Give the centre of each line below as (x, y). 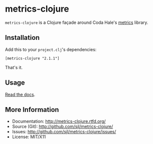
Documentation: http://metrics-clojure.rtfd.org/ (59, 121)
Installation (22, 38)
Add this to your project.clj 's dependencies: (51, 49)
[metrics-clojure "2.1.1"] (32, 58)
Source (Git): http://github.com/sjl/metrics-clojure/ (62, 126)
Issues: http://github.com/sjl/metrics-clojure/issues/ (64, 132)
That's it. (14, 67)
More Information (32, 110)
